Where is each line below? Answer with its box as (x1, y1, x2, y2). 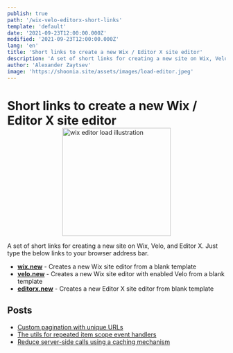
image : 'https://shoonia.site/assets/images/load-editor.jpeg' (7, 68, 194, 75)
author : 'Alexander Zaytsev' (7, 62, 92, 69)
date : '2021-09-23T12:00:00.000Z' (7, 29, 107, 37)
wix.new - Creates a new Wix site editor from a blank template (17, 262, 196, 271)
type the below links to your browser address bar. (7, 248, 149, 257)
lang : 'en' (7, 42, 39, 49)
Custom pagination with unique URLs (17, 323, 123, 331)
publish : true (7, 10, 49, 17)
